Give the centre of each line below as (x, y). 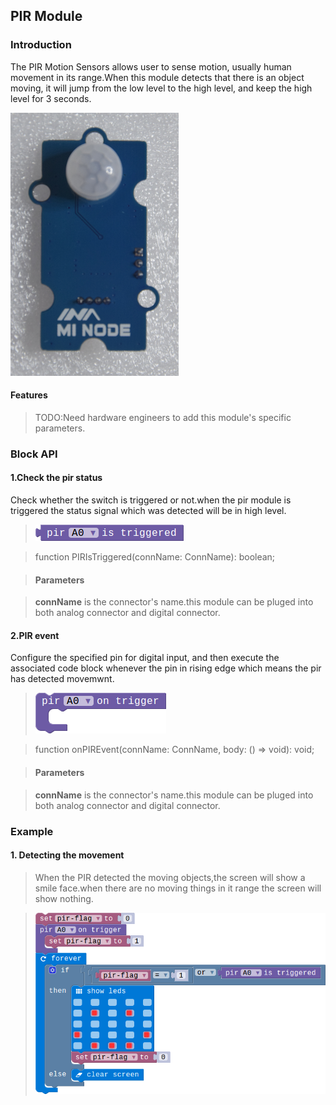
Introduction (41, 45)
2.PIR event (35, 635)
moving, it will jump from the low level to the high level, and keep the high (161, 88)
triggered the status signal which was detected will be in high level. (148, 511)
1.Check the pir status (56, 478)
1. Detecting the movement (67, 855)
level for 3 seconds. (51, 98)
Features (29, 395)
